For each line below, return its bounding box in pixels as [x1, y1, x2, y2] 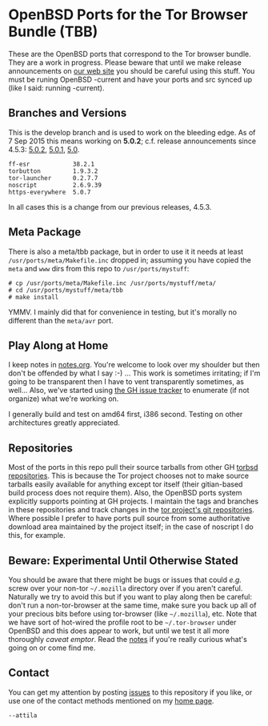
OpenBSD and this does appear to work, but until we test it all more [8, 626, 230, 636]
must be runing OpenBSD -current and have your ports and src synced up [8, 74, 253, 84]
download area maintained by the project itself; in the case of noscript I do [8, 522, 254, 531]
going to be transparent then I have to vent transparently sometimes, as [8, 377, 244, 387]
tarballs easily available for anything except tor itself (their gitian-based [8, 479, 243, 489]
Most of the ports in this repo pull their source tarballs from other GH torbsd [8, 463, 258, 472]
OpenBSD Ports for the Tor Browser [8, 6, 248, 24]
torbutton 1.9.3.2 [8, 166, 98, 175]
